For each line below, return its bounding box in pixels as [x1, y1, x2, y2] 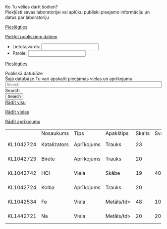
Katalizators [41, 141, 69, 148]
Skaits [135, 130, 150, 136]
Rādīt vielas [5, 109, 29, 115]
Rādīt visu [5, 100, 26, 105]
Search [5, 88, 20, 93]
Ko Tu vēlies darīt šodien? [5, 4, 58, 9]
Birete [41, 155, 56, 162]
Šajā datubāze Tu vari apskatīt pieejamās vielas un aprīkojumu [5, 76, 133, 82]
